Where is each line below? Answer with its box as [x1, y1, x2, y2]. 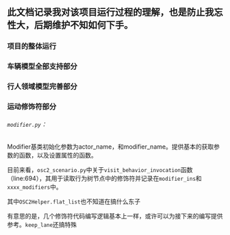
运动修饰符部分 [7, 102, 57, 112]
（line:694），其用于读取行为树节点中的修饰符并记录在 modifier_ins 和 [7, 174, 202, 183]
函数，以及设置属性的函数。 [18, 151, 97, 160]
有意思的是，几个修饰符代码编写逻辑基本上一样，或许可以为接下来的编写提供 [7, 212, 223, 221]
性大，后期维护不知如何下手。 [7, 19, 133, 31]
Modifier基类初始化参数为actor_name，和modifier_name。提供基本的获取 [7, 143, 214, 151]
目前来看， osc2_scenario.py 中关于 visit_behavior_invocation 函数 [7, 166, 193, 174]
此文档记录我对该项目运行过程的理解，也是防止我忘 [7, 6, 223, 18]
